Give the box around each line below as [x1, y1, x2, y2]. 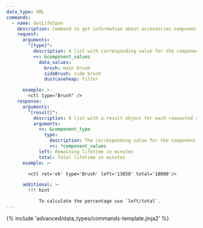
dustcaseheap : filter [44, 76, 98, 82]
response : [17, 98, 42, 104]
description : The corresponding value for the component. [49, 138, 199, 144]
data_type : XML [6, 8, 45, 15]
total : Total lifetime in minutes [38, 154, 126, 160]
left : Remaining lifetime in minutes [38, 148, 134, 154]
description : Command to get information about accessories [17, 25, 172, 32]
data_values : [38, 59, 71, 65]
